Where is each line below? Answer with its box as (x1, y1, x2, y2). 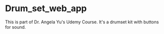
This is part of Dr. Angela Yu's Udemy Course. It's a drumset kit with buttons (5, 19, 159, 25)
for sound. (5, 24, 26, 30)
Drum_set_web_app (5, 3, 87, 14)
